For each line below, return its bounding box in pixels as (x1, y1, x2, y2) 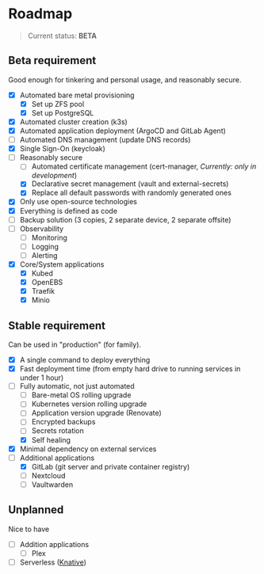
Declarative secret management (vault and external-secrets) (31, 179, 229, 188)
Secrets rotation (31, 426, 85, 435)
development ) (31, 171, 78, 181)
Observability (19, 223, 64, 234)
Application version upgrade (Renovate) (31, 409, 163, 418)
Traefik (31, 287, 55, 296)
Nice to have (8, 524, 50, 534)
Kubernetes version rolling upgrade (31, 399, 147, 409)
